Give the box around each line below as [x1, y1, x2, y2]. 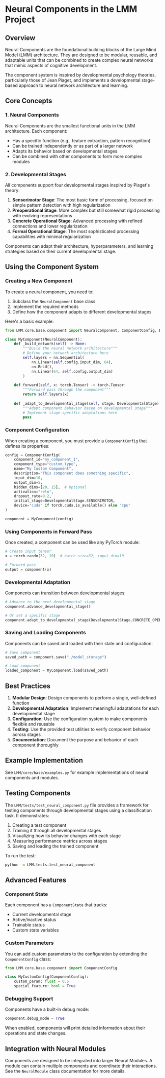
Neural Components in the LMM [5, 3, 137, 15]
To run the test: [5, 852, 36, 858]
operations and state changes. [5, 1030, 67, 1036]
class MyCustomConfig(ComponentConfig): [5, 974, 89, 979]
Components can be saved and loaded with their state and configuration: [5, 640, 153, 646]
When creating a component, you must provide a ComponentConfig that [5, 438, 147, 444]
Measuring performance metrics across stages [12, 838, 108, 844]
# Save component [5, 650, 41, 655]
